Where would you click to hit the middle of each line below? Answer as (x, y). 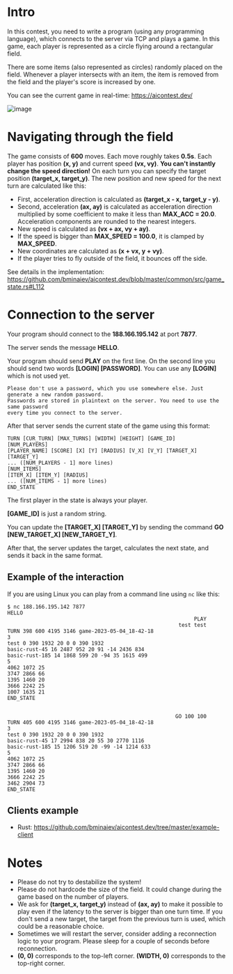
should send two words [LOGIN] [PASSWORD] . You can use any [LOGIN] (112, 368)
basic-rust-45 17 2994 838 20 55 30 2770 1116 (76, 741)
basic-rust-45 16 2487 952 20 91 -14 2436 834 (76, 649)
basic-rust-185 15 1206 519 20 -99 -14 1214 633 (79, 747)
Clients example (43, 811)
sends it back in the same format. (55, 555)
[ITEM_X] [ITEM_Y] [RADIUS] (48, 475)
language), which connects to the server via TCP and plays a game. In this (114, 38)
